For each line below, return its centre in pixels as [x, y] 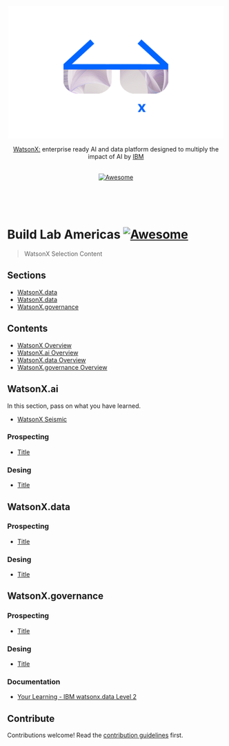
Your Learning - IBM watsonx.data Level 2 [77, 697]
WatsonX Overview [44, 345]
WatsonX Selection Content [63, 254]
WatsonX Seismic [42, 419]
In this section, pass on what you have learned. [74, 406]
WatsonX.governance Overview [62, 367]
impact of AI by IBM [116, 157]
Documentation [34, 682]
